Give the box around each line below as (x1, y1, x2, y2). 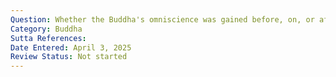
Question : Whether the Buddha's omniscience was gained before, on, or (10, 14, 315, 25)
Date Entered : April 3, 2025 (10, 42, 132, 53)
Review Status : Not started (10, 52, 128, 62)
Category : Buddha (10, 24, 83, 34)
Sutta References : (10, 33, 87, 43)
